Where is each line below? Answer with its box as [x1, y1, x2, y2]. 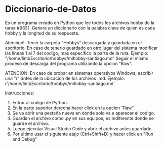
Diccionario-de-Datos [5, 3, 97, 15]
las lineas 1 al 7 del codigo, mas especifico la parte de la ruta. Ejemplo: [5, 50, 149, 56]
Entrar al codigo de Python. [12, 99, 68, 105]
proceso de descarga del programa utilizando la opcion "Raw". [5, 60, 133, 66]
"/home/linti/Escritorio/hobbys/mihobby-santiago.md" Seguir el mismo [5, 55, 149, 61]
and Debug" [12, 136, 37, 142]
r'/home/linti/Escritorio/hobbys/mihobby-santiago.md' [5, 80, 115, 87]
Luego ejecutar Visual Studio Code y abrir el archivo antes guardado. [12, 125, 153, 131]
